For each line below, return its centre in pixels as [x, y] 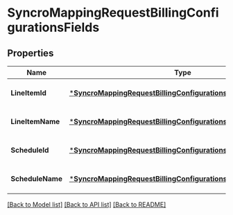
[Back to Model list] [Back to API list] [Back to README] [87, 205]
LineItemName [35, 121]
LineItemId [29, 93]
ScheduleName [36, 179]
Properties [31, 53]
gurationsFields [53, 27]
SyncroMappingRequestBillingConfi [113, 13]
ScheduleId [30, 150]
